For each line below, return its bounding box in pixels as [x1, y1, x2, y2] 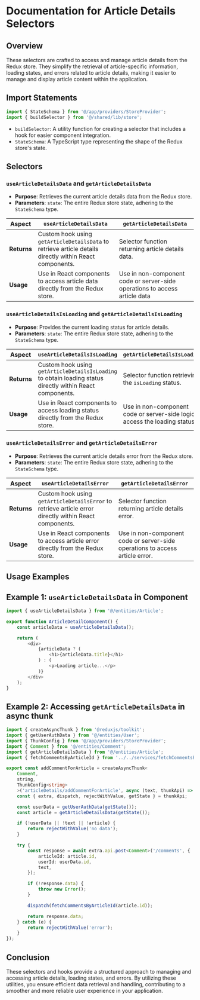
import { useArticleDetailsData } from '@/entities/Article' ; [6, 608, 164, 614]
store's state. [14, 144, 48, 151]
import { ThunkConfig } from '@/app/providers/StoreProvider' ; [6, 738, 167, 744]
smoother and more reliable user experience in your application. [6, 987, 164, 995]
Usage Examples [6, 572, 70, 582]
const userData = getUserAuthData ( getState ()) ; [17, 804, 137, 810]
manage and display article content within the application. [6, 76, 148, 82]
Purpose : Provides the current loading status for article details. [14, 323, 170, 331]
